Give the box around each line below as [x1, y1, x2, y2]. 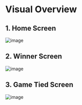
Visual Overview [5, 4, 77, 15]
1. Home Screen [5, 24, 56, 33]
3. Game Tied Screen [5, 81, 73, 89]
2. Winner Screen [5, 52, 63, 61]
